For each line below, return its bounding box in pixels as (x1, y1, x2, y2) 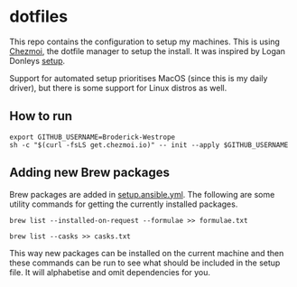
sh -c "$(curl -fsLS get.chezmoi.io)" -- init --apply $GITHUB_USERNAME (9, 140, 289, 150)
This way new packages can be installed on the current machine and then (9, 247, 284, 258)
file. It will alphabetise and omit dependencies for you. (9, 266, 210, 277)
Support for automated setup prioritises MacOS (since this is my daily (9, 72, 268, 83)
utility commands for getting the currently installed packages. (9, 199, 238, 209)
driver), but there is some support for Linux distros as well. (9, 82, 227, 93)
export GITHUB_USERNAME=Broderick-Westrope (9, 133, 176, 142)
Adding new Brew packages (9, 165, 170, 181)
